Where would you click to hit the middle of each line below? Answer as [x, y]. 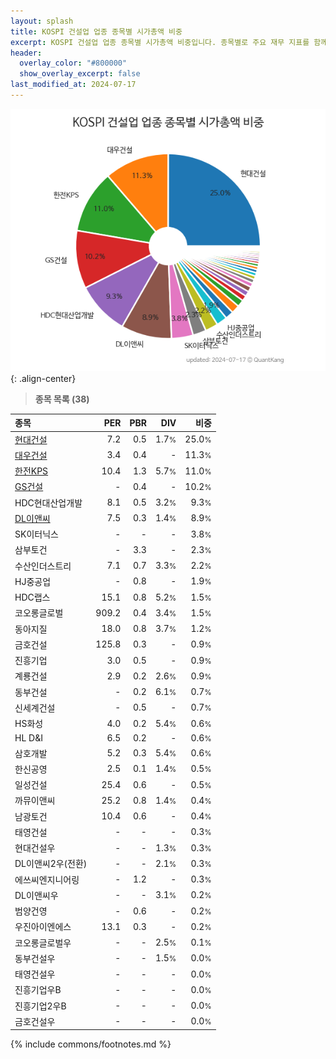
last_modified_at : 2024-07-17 [73, 85]
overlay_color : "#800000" [73, 63]
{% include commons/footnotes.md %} [91, 1044]
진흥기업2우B [40, 1006]
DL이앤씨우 [36, 895]
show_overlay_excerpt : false [80, 74]
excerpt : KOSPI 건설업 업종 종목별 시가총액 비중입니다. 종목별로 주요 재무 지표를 [160, 42]
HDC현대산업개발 [48, 502]
